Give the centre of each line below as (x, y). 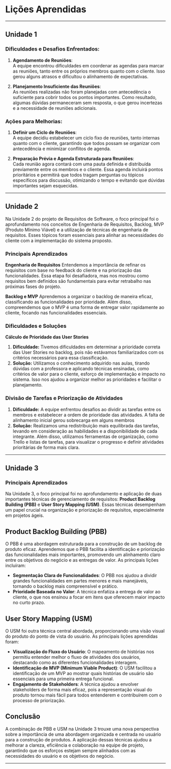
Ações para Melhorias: (34, 121)
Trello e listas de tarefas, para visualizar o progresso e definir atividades (88, 442)
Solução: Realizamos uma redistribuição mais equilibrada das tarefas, (86, 425)
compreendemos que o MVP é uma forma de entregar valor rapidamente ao (85, 307)
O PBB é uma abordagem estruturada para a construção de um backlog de (83, 544)
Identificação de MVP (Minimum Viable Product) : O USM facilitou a (84, 668)
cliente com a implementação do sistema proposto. (59, 241)
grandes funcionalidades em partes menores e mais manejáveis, (80, 581)
